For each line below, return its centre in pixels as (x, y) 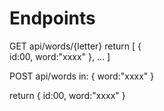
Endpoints (52, 18)
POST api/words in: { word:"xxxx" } (82, 76)
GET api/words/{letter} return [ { (75, 46)
